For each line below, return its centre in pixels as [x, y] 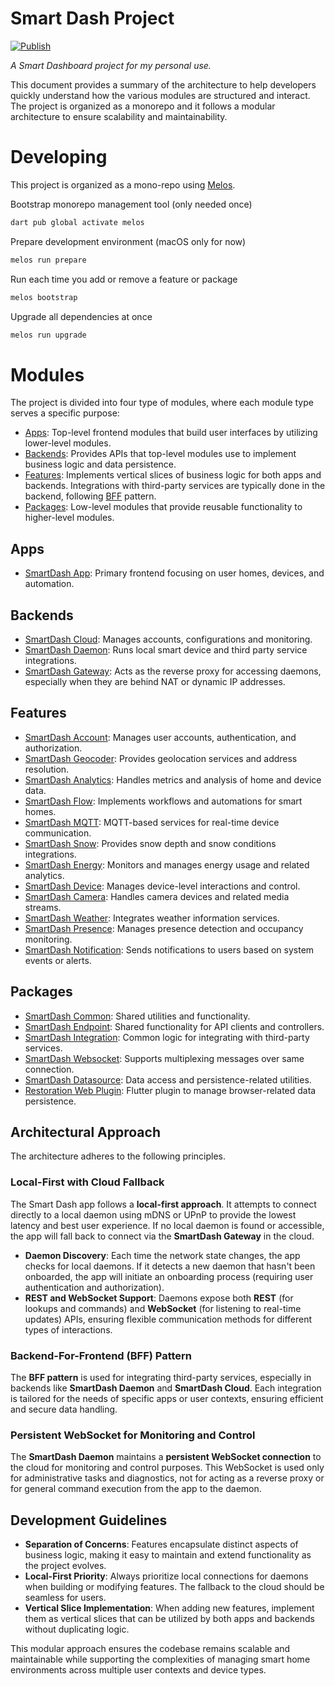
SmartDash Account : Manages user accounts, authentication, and [160, 737]
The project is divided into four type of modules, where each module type [162, 403]
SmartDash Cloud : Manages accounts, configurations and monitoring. [168, 639]
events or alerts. [58, 960]
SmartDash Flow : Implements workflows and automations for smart [163, 801]
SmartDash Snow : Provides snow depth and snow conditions [150, 843]
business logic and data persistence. [100, 464]
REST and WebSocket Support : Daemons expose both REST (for [159, 1298]
